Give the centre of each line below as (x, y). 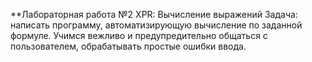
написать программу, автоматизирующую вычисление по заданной (156, 25)
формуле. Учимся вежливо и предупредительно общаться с (139, 35)
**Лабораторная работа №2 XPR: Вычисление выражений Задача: (154, 14)
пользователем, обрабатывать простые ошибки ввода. (128, 46)
